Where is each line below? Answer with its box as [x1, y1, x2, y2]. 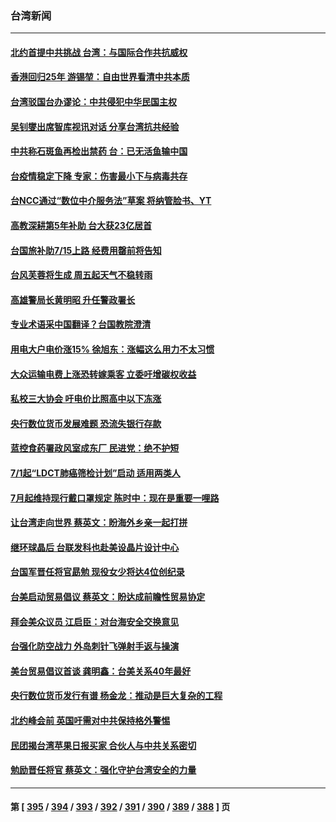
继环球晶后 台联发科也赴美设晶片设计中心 [10, 541, 180, 553]
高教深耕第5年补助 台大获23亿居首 [10, 220, 152, 232]
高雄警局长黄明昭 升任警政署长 [10, 293, 136, 306]
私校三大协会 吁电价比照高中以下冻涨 [10, 393, 162, 405]
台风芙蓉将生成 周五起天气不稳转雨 [10, 269, 153, 281]
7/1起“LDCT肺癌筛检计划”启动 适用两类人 [10, 467, 181, 479]
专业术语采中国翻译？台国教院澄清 [10, 318, 151, 331]
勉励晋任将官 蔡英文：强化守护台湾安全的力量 [10, 764, 197, 776]
